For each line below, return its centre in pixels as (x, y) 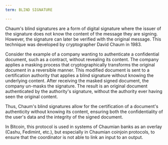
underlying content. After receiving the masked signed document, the (77, 80)
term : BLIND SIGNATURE (29, 10)
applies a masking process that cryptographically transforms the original (80, 64)
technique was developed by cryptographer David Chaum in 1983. (73, 44)
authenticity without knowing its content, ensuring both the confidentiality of (84, 111)
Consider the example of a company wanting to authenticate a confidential (82, 54)
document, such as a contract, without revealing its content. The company (82, 59)
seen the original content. (32, 96)
